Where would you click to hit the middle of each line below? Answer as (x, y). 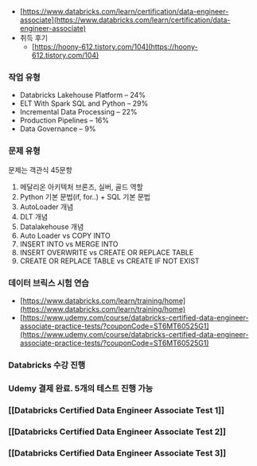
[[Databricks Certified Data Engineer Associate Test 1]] (117, 410)
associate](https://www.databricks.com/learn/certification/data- (125, 20)
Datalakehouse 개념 (52, 227)
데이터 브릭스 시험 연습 (49, 283)
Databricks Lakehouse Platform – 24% (82, 95)
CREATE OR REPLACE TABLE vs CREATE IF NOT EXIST (110, 261)
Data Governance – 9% (58, 129)
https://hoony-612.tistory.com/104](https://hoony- (116, 47)
